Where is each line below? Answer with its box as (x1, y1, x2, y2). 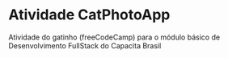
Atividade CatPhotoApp (8, 6, 171, 24)
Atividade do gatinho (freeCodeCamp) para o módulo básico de (8, 32, 221, 42)
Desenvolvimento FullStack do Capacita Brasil (8, 40, 162, 50)
